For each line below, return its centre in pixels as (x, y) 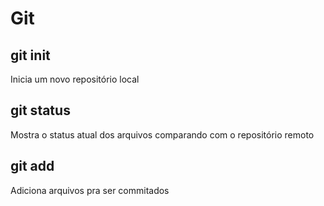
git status (40, 110)
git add (32, 166)
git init (30, 55)
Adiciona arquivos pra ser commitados (90, 190)
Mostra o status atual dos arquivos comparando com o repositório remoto (162, 134)
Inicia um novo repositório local (75, 79)
